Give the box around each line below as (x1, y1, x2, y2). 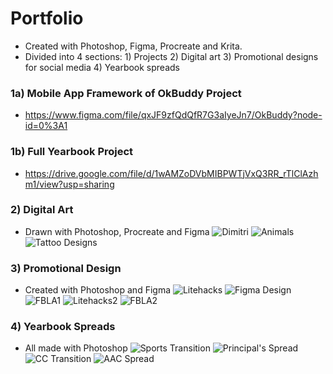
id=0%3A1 (24, 120, 68, 132)
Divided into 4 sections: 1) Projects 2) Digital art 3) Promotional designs (24, 50, 319, 62)
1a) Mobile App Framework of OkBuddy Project (10, 86, 242, 100)
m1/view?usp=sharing (24, 178, 115, 190)
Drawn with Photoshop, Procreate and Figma (24, 225, 210, 237)
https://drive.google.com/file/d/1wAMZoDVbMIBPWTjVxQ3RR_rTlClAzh (24, 167, 319, 179)
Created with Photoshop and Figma (24, 284, 172, 296)
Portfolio (10, 7, 84, 30)
